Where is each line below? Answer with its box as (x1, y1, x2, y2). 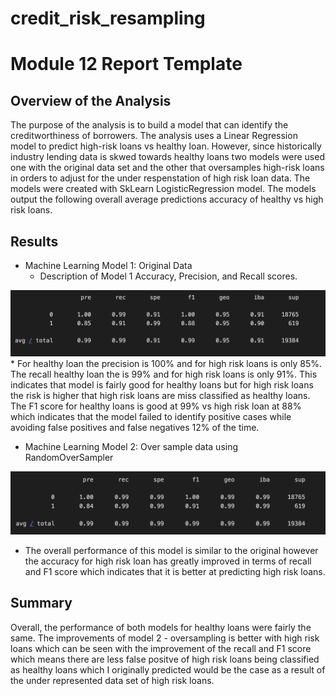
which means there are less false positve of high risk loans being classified (10, 653, 320, 665)
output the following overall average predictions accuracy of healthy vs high (10, 193, 324, 206)
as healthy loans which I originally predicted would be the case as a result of (10, 663, 326, 676)
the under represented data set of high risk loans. (10, 674, 215, 686)
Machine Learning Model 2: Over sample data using (24, 440, 239, 452)
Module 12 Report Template (10, 53, 243, 76)
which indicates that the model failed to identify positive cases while (10, 410, 292, 422)
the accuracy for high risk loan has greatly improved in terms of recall (24, 555, 312, 567)
